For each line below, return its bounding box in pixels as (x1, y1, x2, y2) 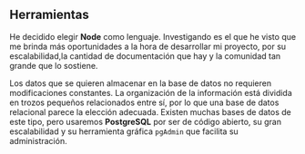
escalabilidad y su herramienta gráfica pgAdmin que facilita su (9, 126, 239, 137)
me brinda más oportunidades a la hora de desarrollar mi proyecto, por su (9, 41, 287, 52)
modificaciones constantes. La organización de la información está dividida (9, 87, 293, 98)
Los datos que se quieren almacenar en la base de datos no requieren (9, 77, 271, 89)
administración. (9, 135, 67, 146)
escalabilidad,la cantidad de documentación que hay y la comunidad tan (9, 50, 281, 62)
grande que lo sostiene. (9, 60, 98, 71)
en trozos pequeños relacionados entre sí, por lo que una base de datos (9, 97, 280, 108)
